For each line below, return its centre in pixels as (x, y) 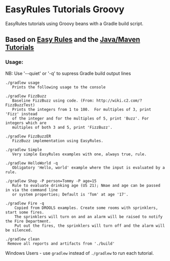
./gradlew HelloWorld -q (32, 163)
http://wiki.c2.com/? (119, 101)
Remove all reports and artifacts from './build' (61, 244)
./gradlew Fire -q (25, 203)
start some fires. (25, 212)
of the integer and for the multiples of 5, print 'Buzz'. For (80, 118)
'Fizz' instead (21, 114)
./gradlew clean (22, 239)
